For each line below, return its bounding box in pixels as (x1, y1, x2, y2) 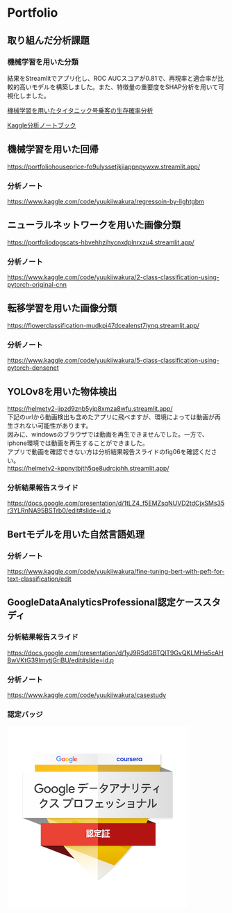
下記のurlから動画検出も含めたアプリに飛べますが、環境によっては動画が (7, 413, 215, 421)
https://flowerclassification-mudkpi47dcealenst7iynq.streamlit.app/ (7, 321, 200, 329)
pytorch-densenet (7, 364, 59, 372)
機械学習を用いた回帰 (7, 143, 99, 155)
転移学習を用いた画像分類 (7, 302, 117, 314)
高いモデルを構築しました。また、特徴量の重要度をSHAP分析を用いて (19, 82, 219, 91)
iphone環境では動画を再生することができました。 (7, 439, 149, 447)
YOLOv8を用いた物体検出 (7, 385, 117, 398)
